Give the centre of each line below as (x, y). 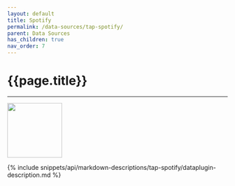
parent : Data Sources (39, 33)
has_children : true (36, 40)
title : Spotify (29, 20)
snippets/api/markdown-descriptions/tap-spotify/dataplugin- (128, 167)
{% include (23, 167)
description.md (29, 175)
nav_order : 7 (26, 46)
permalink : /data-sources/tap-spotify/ (65, 27)
